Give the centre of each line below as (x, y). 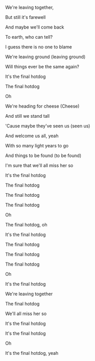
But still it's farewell (26, 17)
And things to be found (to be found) (43, 156)
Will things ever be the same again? (42, 67)
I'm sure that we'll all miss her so (39, 165)
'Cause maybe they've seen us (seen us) (48, 126)
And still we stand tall (27, 116)
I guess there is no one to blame (39, 47)
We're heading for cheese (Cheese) (42, 106)
